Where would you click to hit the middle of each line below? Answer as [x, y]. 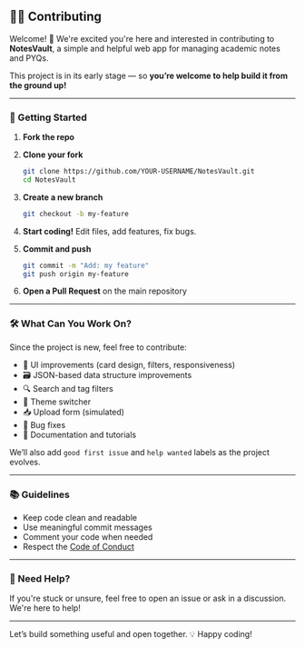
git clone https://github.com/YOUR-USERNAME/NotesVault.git [138, 172]
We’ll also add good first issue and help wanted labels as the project [140, 452]
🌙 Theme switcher [57, 402]
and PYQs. [29, 58]
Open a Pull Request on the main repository [105, 291]
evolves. [25, 462]
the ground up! [38, 85]
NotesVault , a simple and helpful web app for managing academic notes [145, 48]
